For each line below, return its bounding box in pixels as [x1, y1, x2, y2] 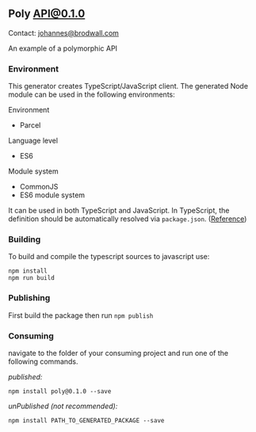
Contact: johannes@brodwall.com [8, 28, 119, 37]
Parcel [19, 120, 41, 130]
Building [8, 234, 41, 245]
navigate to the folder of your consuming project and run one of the [8, 349, 228, 357]
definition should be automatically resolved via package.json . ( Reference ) [8, 214, 247, 224]
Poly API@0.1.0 [8, 7, 86, 21]
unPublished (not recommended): [8, 401, 118, 411]
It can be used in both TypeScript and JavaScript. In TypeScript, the [8, 206, 230, 216]
